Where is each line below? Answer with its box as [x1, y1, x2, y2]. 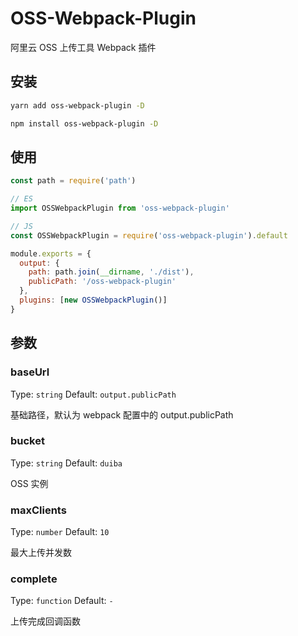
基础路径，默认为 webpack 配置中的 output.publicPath [10, 408, 234, 421]
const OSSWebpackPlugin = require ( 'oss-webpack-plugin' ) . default [10, 230, 288, 241]
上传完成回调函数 [10, 615, 81, 627]
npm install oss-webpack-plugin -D [10, 118, 159, 129]
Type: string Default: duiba [10, 457, 123, 469]
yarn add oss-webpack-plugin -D [10, 100, 145, 111]
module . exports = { [10, 248, 92, 259]
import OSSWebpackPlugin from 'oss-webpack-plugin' [10, 203, 230, 214]
